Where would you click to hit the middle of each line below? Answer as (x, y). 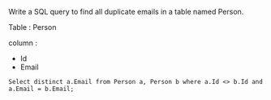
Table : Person (32, 27)
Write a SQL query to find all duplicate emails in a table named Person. (126, 12)
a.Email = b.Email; (41, 89)
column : (23, 43)
